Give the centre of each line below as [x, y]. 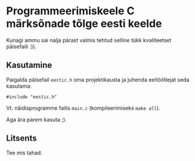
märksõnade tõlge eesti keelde [84, 24]
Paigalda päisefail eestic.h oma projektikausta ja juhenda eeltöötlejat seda [98, 79]
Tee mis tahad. [24, 153]
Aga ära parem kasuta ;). [36, 119]
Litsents [21, 138]
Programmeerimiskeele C [70, 11]
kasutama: [19, 86]
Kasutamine [29, 65]
